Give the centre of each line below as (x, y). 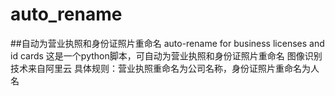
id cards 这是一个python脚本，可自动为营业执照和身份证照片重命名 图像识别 (166, 55)
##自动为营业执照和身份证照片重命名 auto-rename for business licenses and (167, 43)
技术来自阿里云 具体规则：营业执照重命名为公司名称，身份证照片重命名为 (160, 68)
